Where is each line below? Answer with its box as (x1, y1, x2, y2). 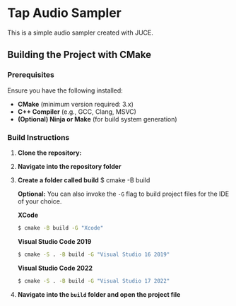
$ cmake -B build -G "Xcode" (17, 224, 104, 231)
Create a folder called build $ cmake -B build (17, 175, 151, 184)
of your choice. (17, 196, 62, 206)
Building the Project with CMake (7, 49, 152, 61)
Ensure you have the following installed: (7, 86, 124, 95)
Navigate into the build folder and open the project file (17, 290, 181, 298)
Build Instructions (7, 132, 70, 142)
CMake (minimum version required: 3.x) (17, 100, 134, 108)
